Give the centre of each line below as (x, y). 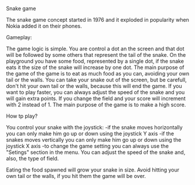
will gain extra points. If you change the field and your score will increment (96, 98)
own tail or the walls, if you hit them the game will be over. (76, 176)
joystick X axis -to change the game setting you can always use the (87, 146)
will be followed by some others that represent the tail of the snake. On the (96, 55)
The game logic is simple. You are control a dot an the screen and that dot (95, 49)
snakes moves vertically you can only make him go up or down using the (94, 140)
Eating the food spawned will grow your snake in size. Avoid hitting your (93, 170)
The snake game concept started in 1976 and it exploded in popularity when (97, 20)
